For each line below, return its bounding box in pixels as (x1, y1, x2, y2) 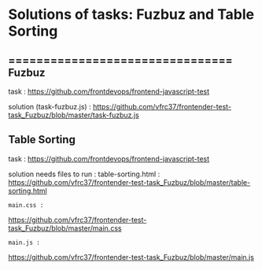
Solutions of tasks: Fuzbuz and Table (8, 6, 254, 24)
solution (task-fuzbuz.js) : (8, 102, 92, 111)
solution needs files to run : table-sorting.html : (8, 169, 161, 179)
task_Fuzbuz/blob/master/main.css (8, 223, 122, 233)
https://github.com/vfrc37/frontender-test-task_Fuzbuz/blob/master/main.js (8, 252, 254, 261)
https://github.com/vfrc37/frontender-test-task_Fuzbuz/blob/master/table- (8, 177, 251, 187)
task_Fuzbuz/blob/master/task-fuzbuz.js (8, 110, 139, 120)
